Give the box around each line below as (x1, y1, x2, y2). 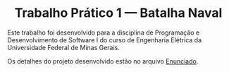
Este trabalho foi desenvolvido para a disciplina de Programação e (7, 28, 200, 37)
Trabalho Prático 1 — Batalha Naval (14, 5, 223, 21)
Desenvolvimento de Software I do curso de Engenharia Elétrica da (7, 35, 202, 44)
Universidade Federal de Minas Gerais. (7, 43, 120, 52)
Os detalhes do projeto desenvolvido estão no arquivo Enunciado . (7, 56, 199, 65)
